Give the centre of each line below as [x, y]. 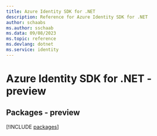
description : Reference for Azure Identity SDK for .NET [77, 17]
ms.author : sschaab [30, 28]
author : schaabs [26, 22]
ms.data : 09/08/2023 [31, 33]
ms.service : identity [33, 50]
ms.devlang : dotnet [30, 45]
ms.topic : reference [31, 39]
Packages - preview [43, 113]
